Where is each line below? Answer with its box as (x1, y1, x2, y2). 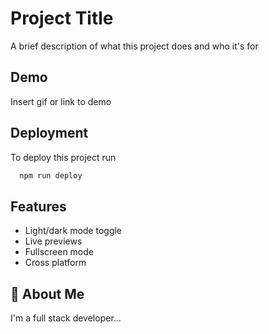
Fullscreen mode (24, 246, 95, 258)
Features (10, 198, 67, 215)
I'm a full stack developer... (10, 312, 122, 324)
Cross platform (24, 257, 87, 269)
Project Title (10, 7, 114, 30)
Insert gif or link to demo (10, 95, 112, 107)
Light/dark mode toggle (24, 225, 123, 237)
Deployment (10, 125, 89, 142)
